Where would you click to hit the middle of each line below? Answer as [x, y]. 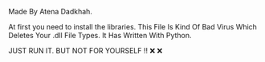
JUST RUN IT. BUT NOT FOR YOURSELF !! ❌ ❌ [86, 50]
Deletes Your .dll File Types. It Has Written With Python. [100, 35]
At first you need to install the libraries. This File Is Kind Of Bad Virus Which [132, 27]
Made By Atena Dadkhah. [50, 12]
